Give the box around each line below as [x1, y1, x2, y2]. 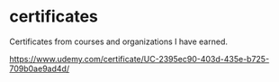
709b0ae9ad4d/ [9, 63, 70, 74]
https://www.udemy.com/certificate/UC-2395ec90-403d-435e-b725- [9, 53, 270, 64]
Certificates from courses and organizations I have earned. [9, 36, 228, 47]
